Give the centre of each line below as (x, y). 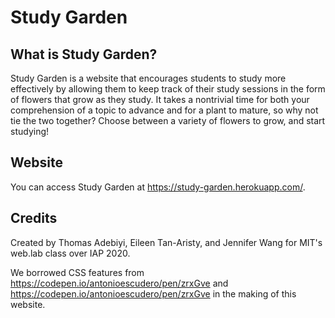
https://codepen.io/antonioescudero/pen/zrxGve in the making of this (153, 293)
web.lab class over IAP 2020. (70, 253)
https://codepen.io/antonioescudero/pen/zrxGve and (119, 283)
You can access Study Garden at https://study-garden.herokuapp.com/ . (158, 187)
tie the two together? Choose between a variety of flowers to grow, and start (168, 120)
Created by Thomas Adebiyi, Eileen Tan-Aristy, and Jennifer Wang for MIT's (166, 242)
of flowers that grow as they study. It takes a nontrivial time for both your (160, 99)
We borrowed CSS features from (77, 272)
